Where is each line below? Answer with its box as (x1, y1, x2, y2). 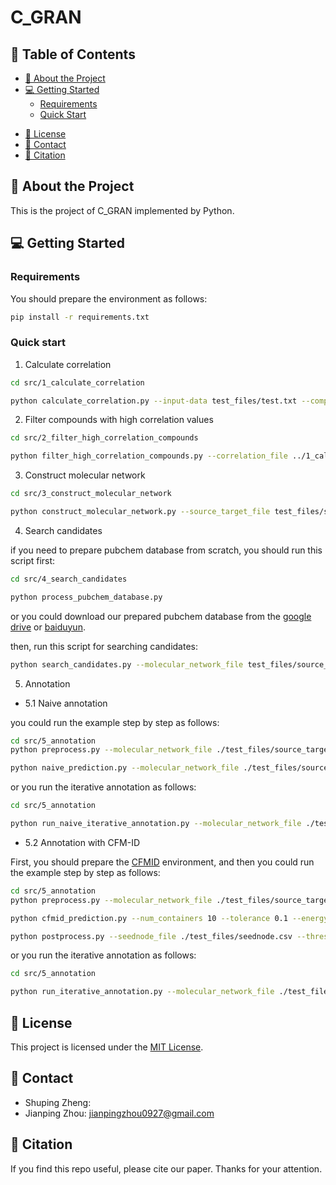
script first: (10, 554, 56, 566)
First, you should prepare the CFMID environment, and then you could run (10, 856, 315, 868)
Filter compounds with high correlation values (24, 414, 214, 426)
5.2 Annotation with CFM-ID (24, 836, 140, 848)
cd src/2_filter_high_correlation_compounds (10, 433, 199, 443)
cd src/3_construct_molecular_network (10, 489, 172, 499)
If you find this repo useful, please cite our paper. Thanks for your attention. (10, 1162, 323, 1175)
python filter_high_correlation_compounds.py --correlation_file (10, 451, 288, 461)
